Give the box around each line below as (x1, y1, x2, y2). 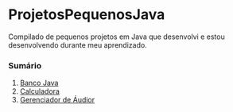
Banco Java (19, 78, 59, 88)
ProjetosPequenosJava (8, 6, 165, 24)
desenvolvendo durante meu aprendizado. (8, 40, 147, 49)
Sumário (8, 60, 42, 71)
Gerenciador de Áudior (19, 95, 95, 105)
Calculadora (19, 87, 60, 96)
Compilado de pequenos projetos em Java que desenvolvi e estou (8, 32, 225, 41)
